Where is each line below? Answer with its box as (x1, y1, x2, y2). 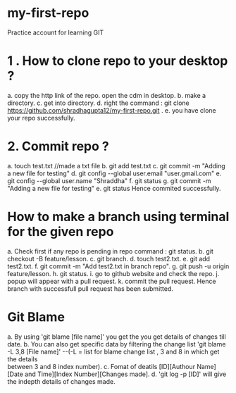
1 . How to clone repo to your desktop (7, 53, 228, 69)
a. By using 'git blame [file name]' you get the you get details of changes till (7, 332, 227, 341)
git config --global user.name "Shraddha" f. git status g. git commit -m (7, 176, 211, 185)
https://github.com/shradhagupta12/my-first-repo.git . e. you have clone (7, 106, 216, 114)
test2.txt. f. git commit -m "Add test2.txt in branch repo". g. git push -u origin (7, 262, 230, 270)
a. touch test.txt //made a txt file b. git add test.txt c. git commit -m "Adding (7, 161, 225, 170)
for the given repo (7, 224, 114, 239)
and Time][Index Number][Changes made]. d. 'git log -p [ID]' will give (24, 370, 227, 378)
